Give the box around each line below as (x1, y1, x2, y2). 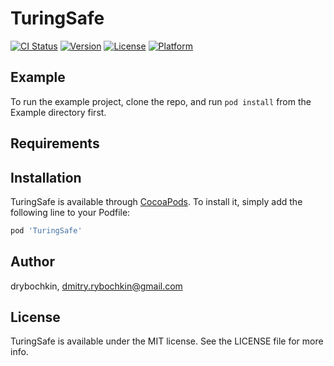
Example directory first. (10, 106, 107, 118)
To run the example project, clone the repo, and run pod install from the (10, 95, 312, 107)
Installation (10, 169, 82, 186)
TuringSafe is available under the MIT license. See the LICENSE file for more (10, 335, 324, 347)
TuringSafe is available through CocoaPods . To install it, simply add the (10, 195, 303, 207)
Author (10, 253, 55, 271)
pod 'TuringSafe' (10, 225, 83, 236)
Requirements (10, 135, 100, 152)
